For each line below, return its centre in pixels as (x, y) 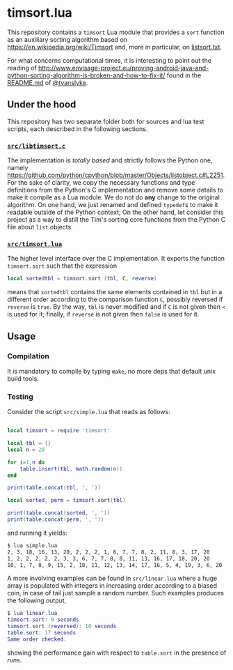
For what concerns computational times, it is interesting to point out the (110, 60)
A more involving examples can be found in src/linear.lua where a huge (112, 578)
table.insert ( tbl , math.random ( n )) (71, 469)
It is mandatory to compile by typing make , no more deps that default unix (112, 371)
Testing (20, 397)
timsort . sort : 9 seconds (43, 620)
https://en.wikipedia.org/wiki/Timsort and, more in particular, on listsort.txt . (115, 47)
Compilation (29, 356)
